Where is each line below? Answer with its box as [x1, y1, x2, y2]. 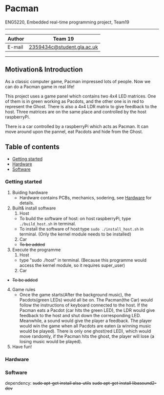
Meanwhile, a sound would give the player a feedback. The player [19, 318, 152, 324]
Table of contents [5, 143, 60, 151]
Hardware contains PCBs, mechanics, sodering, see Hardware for [19, 194, 152, 201]
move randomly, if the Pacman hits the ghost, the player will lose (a [19, 333, 155, 339]
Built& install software [12, 205, 56, 211]
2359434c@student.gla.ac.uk [29, 44, 99, 50]
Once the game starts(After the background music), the [19, 292, 131, 298]
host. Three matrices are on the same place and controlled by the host [5, 109, 146, 115]
